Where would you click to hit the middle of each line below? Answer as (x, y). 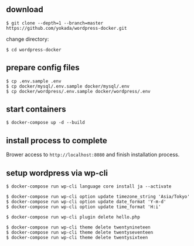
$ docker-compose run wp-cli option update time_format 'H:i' (84, 207)
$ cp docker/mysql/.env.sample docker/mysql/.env (68, 86)
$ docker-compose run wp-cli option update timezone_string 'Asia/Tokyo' (98, 197)
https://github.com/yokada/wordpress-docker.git (67, 28)
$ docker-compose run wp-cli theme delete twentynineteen (78, 227)
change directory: (28, 39)
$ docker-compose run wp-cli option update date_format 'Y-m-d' (86, 202)
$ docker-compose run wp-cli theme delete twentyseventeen (80, 233)
